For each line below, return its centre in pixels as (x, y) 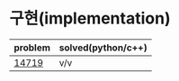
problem (32, 48)
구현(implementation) (90, 18)
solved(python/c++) (103, 48)
